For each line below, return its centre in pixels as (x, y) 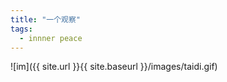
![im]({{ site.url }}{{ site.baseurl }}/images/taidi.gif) (114, 67)
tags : (21, 29)
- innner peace (51, 38)
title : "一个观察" (46, 19)
